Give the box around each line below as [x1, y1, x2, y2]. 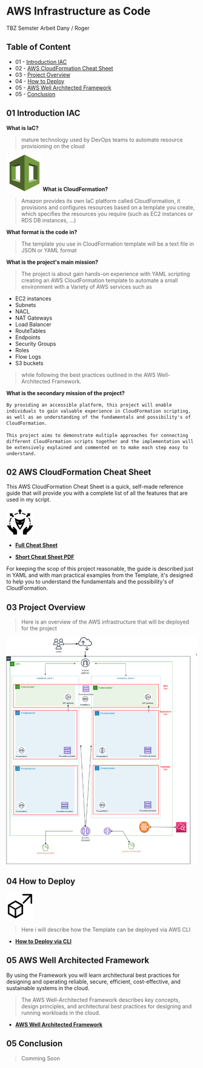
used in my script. [6, 496, 52, 503]
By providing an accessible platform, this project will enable [6, 402, 172, 408]
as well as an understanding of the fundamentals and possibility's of [6, 414, 191, 420]
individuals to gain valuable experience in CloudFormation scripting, [6, 408, 191, 414]
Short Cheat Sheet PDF [15, 553, 75, 560]
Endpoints [15, 333, 41, 341]
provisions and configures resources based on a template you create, [21, 204, 195, 211]
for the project [21, 625, 58, 632]
